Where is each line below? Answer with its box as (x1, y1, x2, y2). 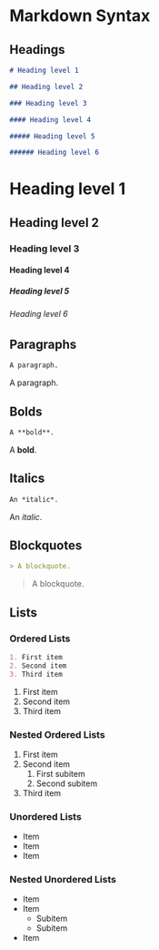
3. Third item (9, 669, 64, 679)
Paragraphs (9, 336, 77, 352)
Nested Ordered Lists (9, 728, 106, 741)
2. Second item (9, 661, 67, 670)
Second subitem (35, 778, 98, 789)
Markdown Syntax (9, 5, 151, 26)
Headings (9, 42, 65, 57)
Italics (9, 471, 45, 486)
